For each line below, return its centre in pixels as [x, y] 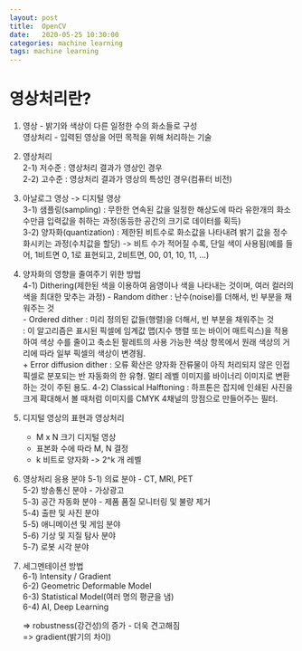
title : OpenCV [38, 26]
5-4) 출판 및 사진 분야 [61, 513]
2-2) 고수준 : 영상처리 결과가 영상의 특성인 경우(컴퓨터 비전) [127, 179]
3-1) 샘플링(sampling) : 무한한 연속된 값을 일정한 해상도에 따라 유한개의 [148, 210]
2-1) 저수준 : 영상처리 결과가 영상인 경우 [92, 168]
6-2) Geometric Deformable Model [87, 586]
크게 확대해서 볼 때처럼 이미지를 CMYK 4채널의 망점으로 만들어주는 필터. [150, 398]
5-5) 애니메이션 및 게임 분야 [71, 524]
